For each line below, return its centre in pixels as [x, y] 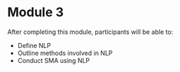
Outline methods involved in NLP [65, 53]
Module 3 [36, 12]
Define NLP [34, 45]
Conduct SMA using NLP [54, 60]
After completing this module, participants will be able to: [90, 32]
